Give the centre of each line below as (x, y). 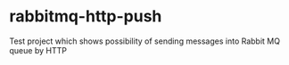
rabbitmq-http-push (86, 16)
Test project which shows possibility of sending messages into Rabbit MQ (145, 41)
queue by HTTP (38, 50)
